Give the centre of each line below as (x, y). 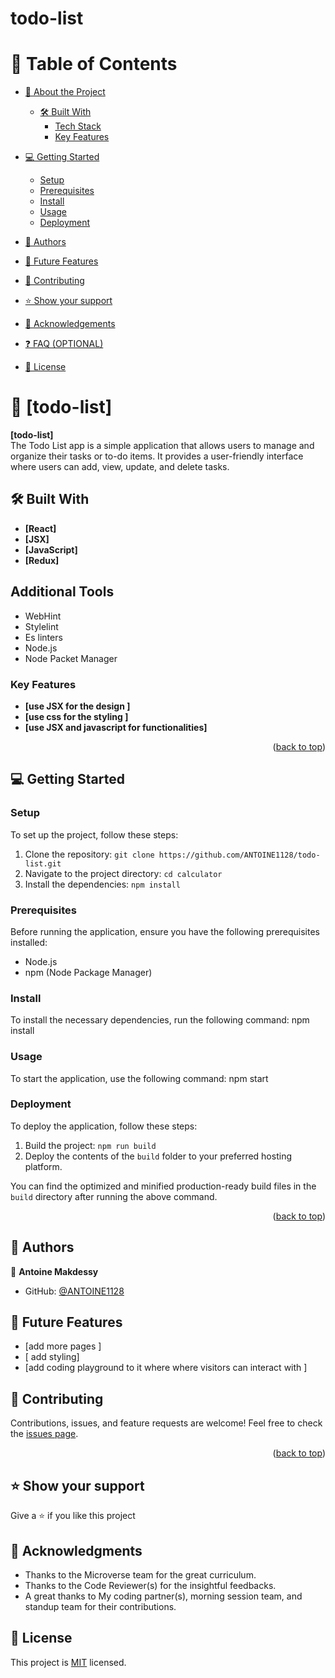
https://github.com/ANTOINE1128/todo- (239, 855)
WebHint (43, 616)
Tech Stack (78, 126)
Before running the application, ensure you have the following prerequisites (165, 931)
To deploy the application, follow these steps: (104, 1126)
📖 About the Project (65, 92)
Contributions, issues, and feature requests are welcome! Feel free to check (166, 1423)
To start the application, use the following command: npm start (139, 1078)
